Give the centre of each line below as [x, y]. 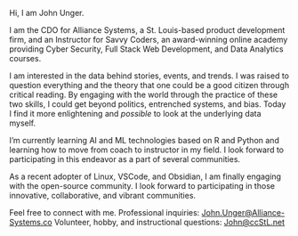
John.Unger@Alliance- [243, 212]
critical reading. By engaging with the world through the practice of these [144, 94]
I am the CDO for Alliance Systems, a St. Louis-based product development [147, 30]
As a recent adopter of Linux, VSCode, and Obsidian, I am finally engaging [145, 176]
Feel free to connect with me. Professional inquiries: [105, 212]
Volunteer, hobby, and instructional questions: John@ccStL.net [169, 222]
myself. [23, 123]
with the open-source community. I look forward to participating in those [142, 186]
